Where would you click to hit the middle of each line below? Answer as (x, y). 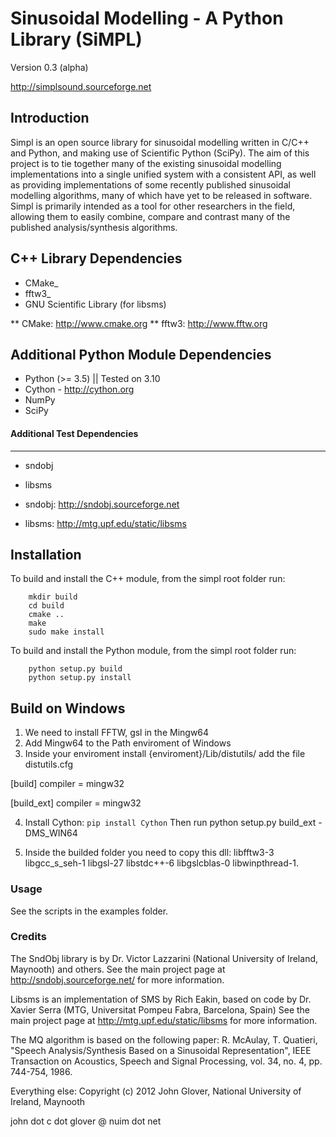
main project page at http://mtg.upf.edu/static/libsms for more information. (164, 1020)
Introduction (50, 118)
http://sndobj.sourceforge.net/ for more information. (117, 979)
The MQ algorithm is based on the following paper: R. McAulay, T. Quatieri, (164, 1039)
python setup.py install (80, 678)
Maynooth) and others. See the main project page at (118, 969)
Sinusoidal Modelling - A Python (147, 18)
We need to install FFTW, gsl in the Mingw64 (117, 733)
